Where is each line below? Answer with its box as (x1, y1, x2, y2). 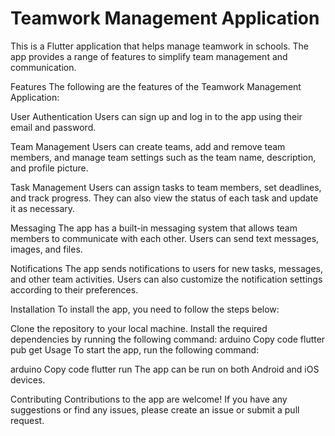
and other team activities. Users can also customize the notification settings (10, 273, 323, 285)
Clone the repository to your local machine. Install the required (10, 322, 268, 334)
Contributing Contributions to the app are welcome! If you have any (10, 393, 288, 405)
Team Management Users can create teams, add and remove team (10, 140, 286, 152)
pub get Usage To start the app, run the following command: (10, 343, 260, 356)
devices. (10, 373, 46, 386)
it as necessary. (10, 202, 76, 214)
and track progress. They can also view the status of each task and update (10, 192, 319, 204)
